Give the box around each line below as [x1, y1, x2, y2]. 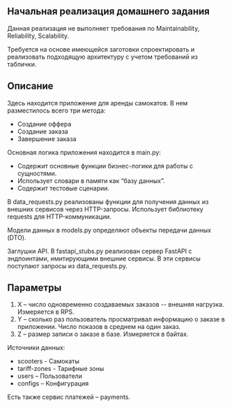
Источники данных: [7, 344, 65, 352]
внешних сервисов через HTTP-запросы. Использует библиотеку [7, 205, 203, 213]
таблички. [7, 59, 37, 68]
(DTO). [7, 233, 26, 242]
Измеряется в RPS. [17, 307, 75, 316]
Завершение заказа [17, 134, 77, 143]
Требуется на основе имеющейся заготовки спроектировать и [7, 45, 195, 53]
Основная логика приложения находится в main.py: [7, 148, 162, 156]
